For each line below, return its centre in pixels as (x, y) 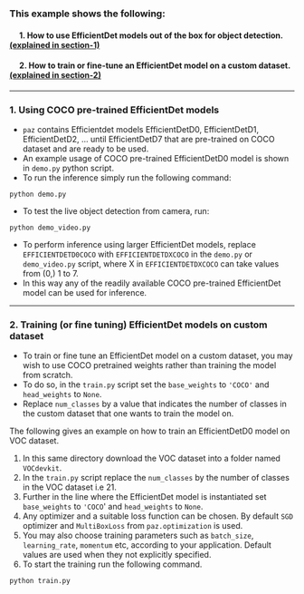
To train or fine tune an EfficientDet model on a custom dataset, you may (157, 355)
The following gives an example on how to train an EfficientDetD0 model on (150, 431)
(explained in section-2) (55, 75)
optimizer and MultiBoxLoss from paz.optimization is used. (133, 526)
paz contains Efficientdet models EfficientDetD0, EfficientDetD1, (141, 130)
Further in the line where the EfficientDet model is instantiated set (144, 497)
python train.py (40, 581)
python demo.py (38, 195)
